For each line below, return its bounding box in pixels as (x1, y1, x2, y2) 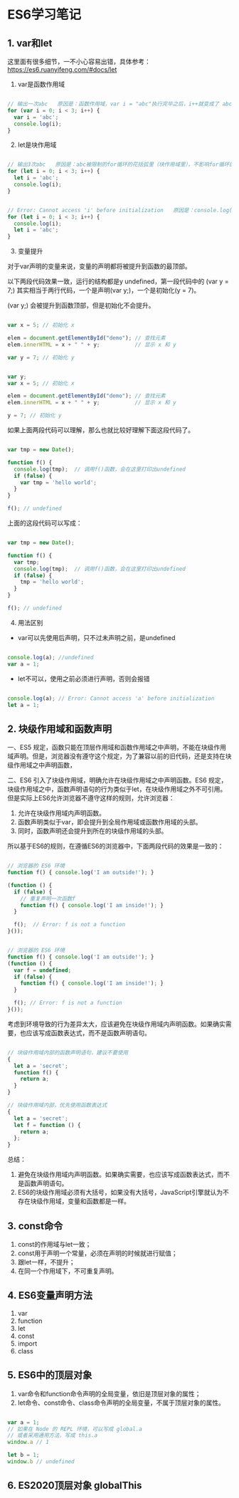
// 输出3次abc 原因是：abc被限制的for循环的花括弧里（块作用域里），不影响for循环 (7, 161, 230, 168)
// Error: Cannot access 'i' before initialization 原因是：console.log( (7, 206, 233, 214)
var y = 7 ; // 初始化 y (7, 354, 75, 361)
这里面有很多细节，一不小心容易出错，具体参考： (7, 58, 151, 66)
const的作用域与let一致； (17, 1240, 92, 1248)
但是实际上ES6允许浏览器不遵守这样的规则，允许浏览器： (7, 794, 176, 802)
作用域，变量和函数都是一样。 (42, 1197, 130, 1205)
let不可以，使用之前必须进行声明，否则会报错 (17, 674, 150, 683)
